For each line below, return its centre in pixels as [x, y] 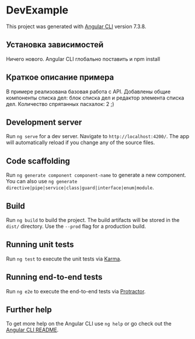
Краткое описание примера [60, 78]
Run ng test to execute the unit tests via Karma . [64, 259]
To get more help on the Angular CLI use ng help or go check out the [89, 324]
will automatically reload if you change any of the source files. [81, 143]
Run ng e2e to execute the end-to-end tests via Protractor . [76, 291]
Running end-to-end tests [54, 277]
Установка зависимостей [55, 45]
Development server [44, 122]
